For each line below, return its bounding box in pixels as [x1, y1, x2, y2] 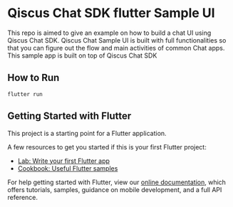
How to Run [7, 72, 60, 84]
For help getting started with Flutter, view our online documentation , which [7, 178, 227, 186]
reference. [7, 193, 38, 201]
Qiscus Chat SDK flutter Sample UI [7, 5, 215, 21]
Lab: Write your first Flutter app [17, 156, 110, 165]
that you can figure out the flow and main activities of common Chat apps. [7, 43, 225, 52]
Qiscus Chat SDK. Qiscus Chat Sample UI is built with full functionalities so [7, 36, 227, 44]
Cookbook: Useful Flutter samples [17, 164, 118, 172]
